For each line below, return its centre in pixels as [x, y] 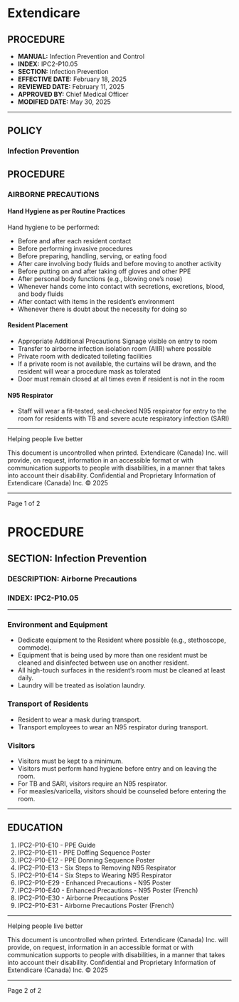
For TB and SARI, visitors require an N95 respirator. [92, 784]
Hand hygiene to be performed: [53, 227]
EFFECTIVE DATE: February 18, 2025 [72, 79]
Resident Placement [38, 325]
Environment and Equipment [58, 624]
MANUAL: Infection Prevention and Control [81, 56]
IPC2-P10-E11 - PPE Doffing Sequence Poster [84, 853]
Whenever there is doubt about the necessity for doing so [102, 309]
